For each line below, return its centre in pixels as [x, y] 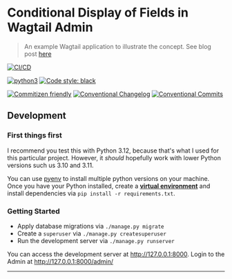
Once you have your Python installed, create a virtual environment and [109, 186]
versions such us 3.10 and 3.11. [51, 165]
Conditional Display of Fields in [98, 13]
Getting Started [33, 211]
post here [38, 54]
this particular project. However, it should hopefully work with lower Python [114, 157]
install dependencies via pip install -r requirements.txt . [91, 193]
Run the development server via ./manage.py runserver [96, 240]
